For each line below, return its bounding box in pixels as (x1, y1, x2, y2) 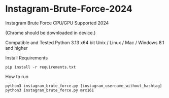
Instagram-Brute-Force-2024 (5, 3, 133, 15)
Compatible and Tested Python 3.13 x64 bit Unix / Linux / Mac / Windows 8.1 (5, 39, 164, 46)
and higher (5, 45, 28, 51)
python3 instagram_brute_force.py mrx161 (5, 87, 94, 93)
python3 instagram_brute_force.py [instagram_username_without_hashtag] (5, 83, 162, 88)
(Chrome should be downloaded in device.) (5, 29, 96, 36)
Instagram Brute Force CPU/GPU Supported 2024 (5, 20, 109, 26)
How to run (5, 73, 29, 79)
